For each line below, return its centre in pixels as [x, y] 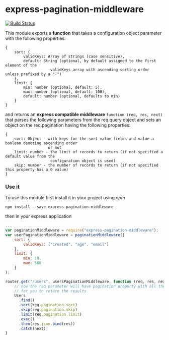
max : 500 [32, 263]
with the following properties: [36, 38]
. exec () [27, 319]
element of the [21, 65]
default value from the [30, 156]
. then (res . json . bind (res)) [47, 324]
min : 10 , [32, 258]
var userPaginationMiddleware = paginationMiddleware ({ [65, 235]
